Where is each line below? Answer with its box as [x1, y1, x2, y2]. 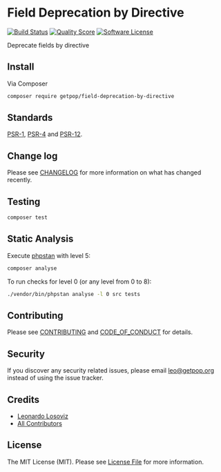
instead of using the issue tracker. [7, 374, 104, 382]
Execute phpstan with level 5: [7, 251, 91, 259]
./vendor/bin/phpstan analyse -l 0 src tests [7, 291, 140, 297]
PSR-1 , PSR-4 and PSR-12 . [7, 130, 83, 139]
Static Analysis [7, 233, 74, 245]
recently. [7, 176, 32, 184]
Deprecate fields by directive [7, 41, 90, 49]
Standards [7, 112, 53, 124]
